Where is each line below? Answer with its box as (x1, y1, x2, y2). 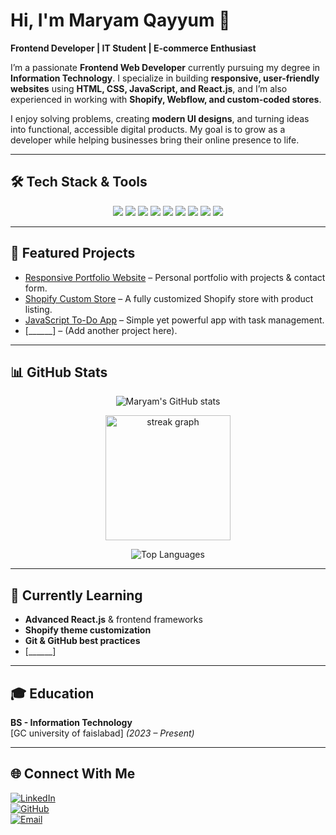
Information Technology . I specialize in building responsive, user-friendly (10, 72, 320, 84)
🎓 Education (10, 685, 95, 702)
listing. (24, 303, 53, 315)
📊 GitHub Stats (10, 364, 108, 381)
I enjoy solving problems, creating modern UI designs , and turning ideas (10, 112, 310, 124)
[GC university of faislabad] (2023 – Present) (10, 727, 195, 739)
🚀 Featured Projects (10, 245, 136, 262)
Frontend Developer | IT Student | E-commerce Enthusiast (10, 42, 257, 54)
